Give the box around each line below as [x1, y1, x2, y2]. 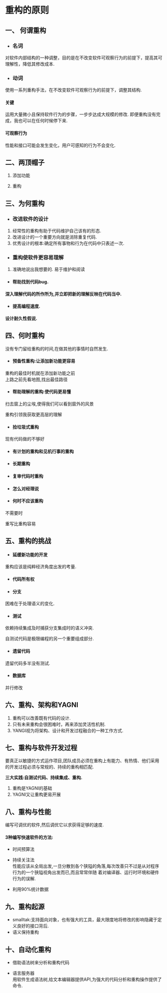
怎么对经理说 [12, 485, 39, 491]
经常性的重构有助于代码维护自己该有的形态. [12, 228, 101, 234]
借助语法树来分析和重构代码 [12, 959, 70, 965]
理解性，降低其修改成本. [5, 61, 55, 67]
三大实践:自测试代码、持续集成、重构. [5, 775, 83, 781]
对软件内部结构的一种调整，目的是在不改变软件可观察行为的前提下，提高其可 [5, 55, 163, 61]
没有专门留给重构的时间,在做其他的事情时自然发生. [5, 346, 109, 352]
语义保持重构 [12, 929, 39, 935]
